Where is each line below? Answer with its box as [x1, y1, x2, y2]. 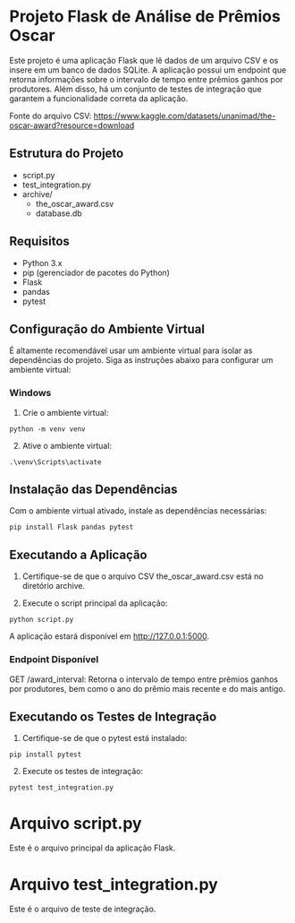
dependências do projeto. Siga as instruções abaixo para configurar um [9, 355, 274, 366]
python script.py [9, 616, 74, 625]
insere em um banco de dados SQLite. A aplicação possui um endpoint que [9, 65, 287, 75]
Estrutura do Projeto [9, 146, 124, 161]
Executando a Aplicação [9, 547, 147, 562]
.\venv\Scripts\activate [9, 457, 102, 467]
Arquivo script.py [9, 813, 142, 833]
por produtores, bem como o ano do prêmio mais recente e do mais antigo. [9, 683, 286, 694]
